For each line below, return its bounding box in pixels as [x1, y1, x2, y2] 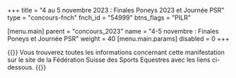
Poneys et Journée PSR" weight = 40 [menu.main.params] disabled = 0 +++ [7, 34, 230, 43]
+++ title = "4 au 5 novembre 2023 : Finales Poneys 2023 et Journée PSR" [7, 6, 225, 14]
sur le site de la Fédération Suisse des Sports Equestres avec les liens [7, 56, 211, 64]
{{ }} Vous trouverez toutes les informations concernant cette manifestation [7, 48, 225, 56]
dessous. [7, 63, 34, 71]
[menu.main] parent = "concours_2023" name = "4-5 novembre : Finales [7, 27, 219, 35]
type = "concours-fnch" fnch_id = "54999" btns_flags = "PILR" [7, 13, 191, 22]
